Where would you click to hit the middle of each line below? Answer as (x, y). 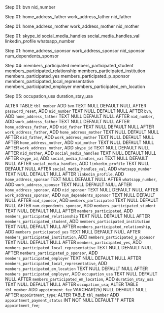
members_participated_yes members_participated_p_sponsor (67, 76)
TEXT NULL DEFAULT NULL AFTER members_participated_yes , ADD (73, 242)
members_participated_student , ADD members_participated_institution (78, 221)
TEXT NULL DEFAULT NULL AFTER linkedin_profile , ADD (65, 174)
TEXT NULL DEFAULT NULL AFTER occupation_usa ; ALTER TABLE (72, 284)
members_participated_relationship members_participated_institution (75, 71)
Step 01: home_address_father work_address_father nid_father (68, 17)
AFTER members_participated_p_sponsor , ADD (51, 253)
